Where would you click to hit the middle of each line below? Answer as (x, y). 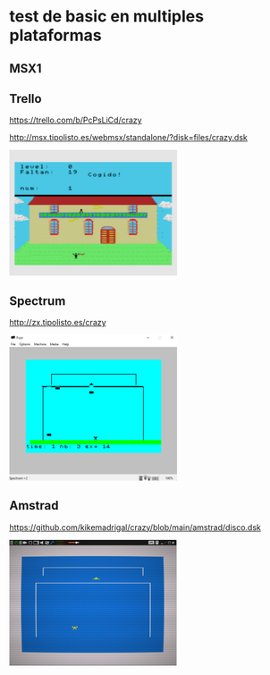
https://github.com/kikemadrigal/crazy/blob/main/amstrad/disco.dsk (135, 527)
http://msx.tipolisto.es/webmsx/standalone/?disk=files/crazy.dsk (128, 138)
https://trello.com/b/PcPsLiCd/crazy (76, 120)
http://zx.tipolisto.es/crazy (58, 323)
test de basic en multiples (106, 17)
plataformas (55, 35)
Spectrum (38, 301)
